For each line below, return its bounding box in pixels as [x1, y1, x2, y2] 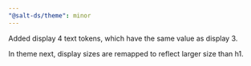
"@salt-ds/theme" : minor [8, 11, 91, 20]
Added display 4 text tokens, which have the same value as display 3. [8, 33, 238, 43]
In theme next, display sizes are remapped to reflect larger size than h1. [8, 49, 244, 58]
